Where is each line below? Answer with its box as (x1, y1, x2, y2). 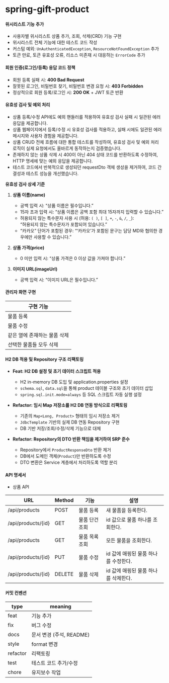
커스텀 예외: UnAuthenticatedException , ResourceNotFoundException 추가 (12, 46, 159, 52)
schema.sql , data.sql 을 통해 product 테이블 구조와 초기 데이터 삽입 (20, 385, 153, 391)
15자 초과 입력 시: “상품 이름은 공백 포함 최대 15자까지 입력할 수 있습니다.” (20, 209, 164, 215)
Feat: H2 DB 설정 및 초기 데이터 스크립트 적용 (12, 368, 101, 374)
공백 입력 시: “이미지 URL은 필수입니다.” (20, 277, 98, 283)
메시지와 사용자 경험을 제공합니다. (12, 132, 79, 139)
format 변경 (31, 640, 58, 647)
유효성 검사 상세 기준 (5, 181, 45, 187)
